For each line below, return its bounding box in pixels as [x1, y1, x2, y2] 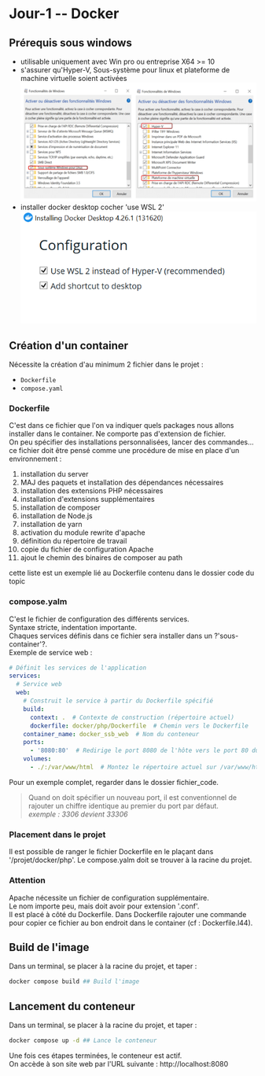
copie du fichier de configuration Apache [20, 544, 154, 555]
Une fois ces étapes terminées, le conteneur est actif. [9, 1051, 182, 1060]
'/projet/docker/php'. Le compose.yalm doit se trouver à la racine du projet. [9, 855, 252, 865]
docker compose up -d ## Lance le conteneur [9, 1037, 157, 1045]
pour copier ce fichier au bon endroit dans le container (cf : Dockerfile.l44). [9, 918, 253, 927]
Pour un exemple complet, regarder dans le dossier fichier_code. [9, 777, 219, 787]
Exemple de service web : [9, 647, 93, 657]
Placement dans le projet [9, 829, 106, 840]
